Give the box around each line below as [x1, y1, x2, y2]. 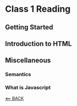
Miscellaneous [5, 56, 51, 65]
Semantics [5, 71, 31, 78]
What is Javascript [5, 84, 51, 91]
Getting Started [5, 23, 53, 31]
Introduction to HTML [5, 39, 72, 48]
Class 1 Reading [5, 3, 71, 15]
